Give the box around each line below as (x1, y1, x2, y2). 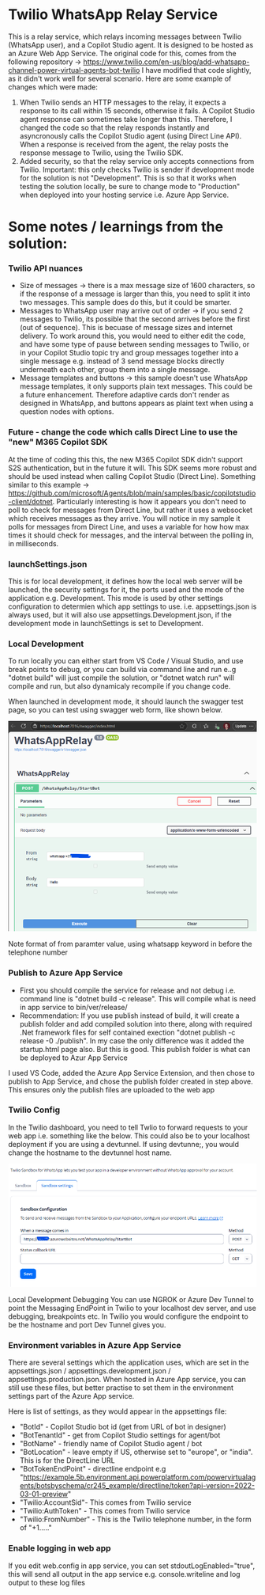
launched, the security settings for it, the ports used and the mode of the (8, 585, 244, 594)
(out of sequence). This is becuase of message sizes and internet (19, 323, 233, 332)
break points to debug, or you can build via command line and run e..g (8, 665, 237, 674)
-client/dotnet (8, 496, 53, 506)
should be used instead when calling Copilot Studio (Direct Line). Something (8, 471, 256, 480)
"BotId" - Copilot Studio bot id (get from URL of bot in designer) (19, 1422, 226, 1432)
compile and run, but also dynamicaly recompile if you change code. (8, 682, 231, 691)
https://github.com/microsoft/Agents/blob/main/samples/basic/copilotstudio (8, 488, 256, 498)
